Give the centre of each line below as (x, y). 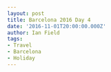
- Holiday (21, 58)
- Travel (20, 45)
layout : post (26, 13)
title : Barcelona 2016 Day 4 (49, 20)
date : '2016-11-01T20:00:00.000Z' (57, 26)
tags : (15, 39)
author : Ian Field (33, 33)
